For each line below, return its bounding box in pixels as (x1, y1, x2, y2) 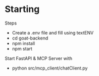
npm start (12, 45, 32, 51)
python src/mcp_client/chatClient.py (12, 65, 88, 71)
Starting (5, 3, 40, 15)
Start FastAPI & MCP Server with (5, 55, 73, 61)
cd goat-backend (12, 35, 48, 41)
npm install (12, 40, 35, 46)
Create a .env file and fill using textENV (12, 29, 94, 35)
